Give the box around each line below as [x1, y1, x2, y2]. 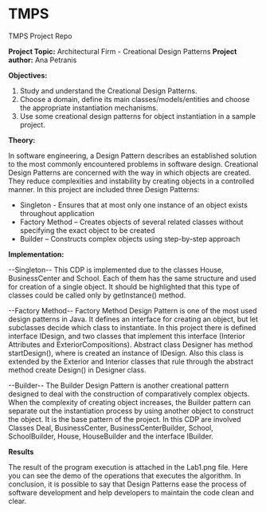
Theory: [8, 135, 36, 144]
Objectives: [8, 70, 48, 80]
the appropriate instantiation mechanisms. [19, 103, 158, 112]
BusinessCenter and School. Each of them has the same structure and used [8, 273, 256, 283]
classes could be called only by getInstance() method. [8, 290, 186, 300]
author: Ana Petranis [8, 55, 77, 65]
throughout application [19, 208, 95, 218]
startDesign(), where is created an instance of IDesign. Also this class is [8, 348, 244, 357]
